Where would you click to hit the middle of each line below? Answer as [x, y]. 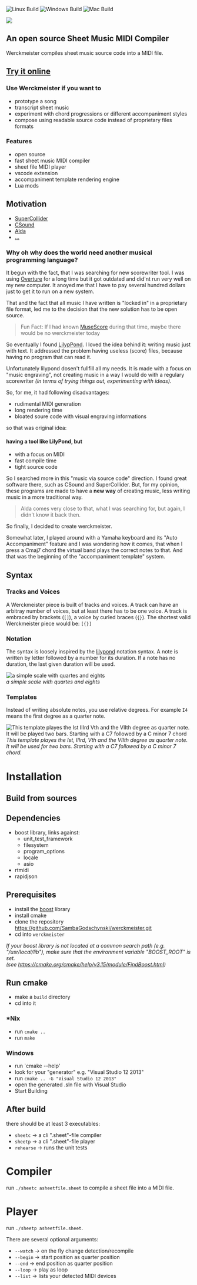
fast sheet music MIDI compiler [52, 160]
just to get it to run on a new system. [50, 291]
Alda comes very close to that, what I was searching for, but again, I [103, 509]
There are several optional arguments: [52, 1239]
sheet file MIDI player [40, 167]
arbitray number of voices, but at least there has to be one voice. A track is [97, 611]
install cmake [31, 915]
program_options [44, 851]
